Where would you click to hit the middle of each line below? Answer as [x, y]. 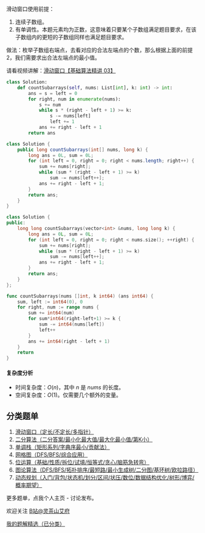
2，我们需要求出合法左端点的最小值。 [53, 57]
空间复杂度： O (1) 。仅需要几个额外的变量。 [68, 395]
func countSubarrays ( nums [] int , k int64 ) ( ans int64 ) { [80, 296]
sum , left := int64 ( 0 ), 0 [50, 302]
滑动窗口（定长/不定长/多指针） [54, 432]
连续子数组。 [31, 22]
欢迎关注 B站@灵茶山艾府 [38, 511]
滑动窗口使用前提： [30, 9]
